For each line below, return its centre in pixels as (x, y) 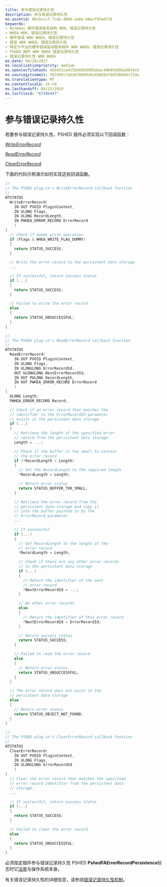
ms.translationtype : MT (30, 79)
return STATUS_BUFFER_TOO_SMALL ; (53, 488)
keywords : (15, 24)
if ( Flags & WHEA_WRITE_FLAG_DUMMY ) (48, 239)
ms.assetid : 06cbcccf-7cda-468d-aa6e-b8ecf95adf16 (59, 19)
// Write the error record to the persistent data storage (72, 262)
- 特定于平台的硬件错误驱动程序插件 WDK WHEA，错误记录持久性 (62, 47)
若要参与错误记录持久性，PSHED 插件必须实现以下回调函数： (68, 134)
